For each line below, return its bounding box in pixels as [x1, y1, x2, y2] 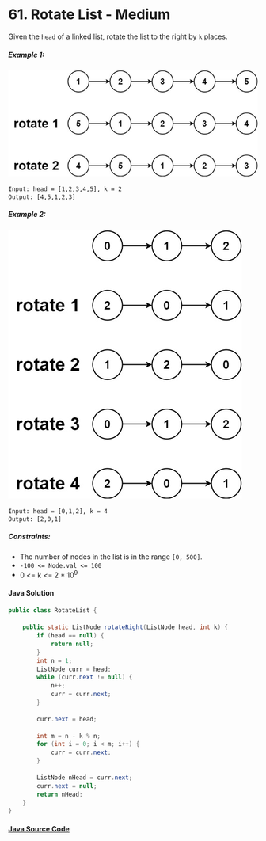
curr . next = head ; [36, 715, 97, 723]
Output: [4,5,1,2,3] [8, 192, 77, 201]
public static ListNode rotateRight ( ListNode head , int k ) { [22, 623, 228, 631]
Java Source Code [8, 824, 70, 833]
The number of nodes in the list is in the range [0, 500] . [19, 552, 203, 561]
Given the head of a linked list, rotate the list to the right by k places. [8, 32, 228, 41]
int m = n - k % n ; [36, 732, 101, 740]
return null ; [50, 640, 93, 648]
